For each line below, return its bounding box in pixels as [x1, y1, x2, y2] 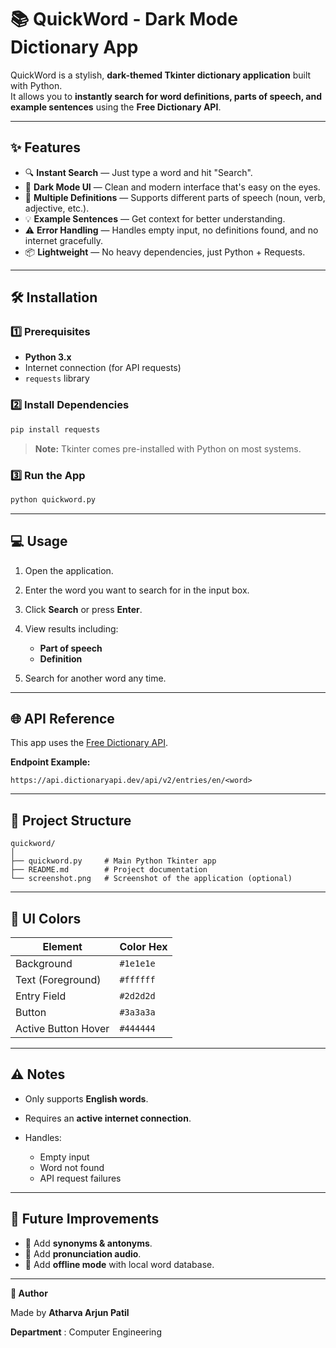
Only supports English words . [24, 1092, 149, 1105]
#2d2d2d [119, 991, 156, 1002]
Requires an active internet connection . [24, 1112, 192, 1124]
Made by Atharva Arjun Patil [10, 1306, 130, 1318]
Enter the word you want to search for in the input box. [24, 584, 250, 596]
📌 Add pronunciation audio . [24, 1247, 142, 1260]
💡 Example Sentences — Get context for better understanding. [24, 212, 286, 225]
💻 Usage [10, 533, 68, 550]
